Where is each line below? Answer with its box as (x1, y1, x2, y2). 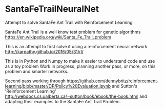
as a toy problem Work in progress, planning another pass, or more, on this (5, 63, 156, 69)
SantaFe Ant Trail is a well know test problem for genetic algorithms (5, 29, 141, 35)
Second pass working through (5, 78, 66, 84)
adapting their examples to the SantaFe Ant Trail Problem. (5, 98, 121, 104)
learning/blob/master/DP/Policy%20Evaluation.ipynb (5, 83, 111, 89)
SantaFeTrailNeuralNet (5, 3, 99, 15)
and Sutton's (112, 83, 138, 89)
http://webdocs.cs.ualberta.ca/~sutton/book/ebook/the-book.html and (5, 93, 147, 99)
